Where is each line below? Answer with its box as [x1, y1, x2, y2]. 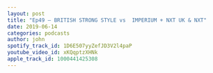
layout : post [7, 10, 45, 17]
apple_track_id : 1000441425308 [7, 56, 98, 63]
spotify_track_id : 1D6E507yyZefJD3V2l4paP [7, 42, 132, 49]
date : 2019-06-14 [7, 23, 58, 30]
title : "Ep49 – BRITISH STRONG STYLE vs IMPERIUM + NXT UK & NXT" [7, 17, 207, 24]
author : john [7, 36, 45, 43]
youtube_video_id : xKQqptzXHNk [7, 49, 98, 56]
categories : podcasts [7, 29, 70, 37]
